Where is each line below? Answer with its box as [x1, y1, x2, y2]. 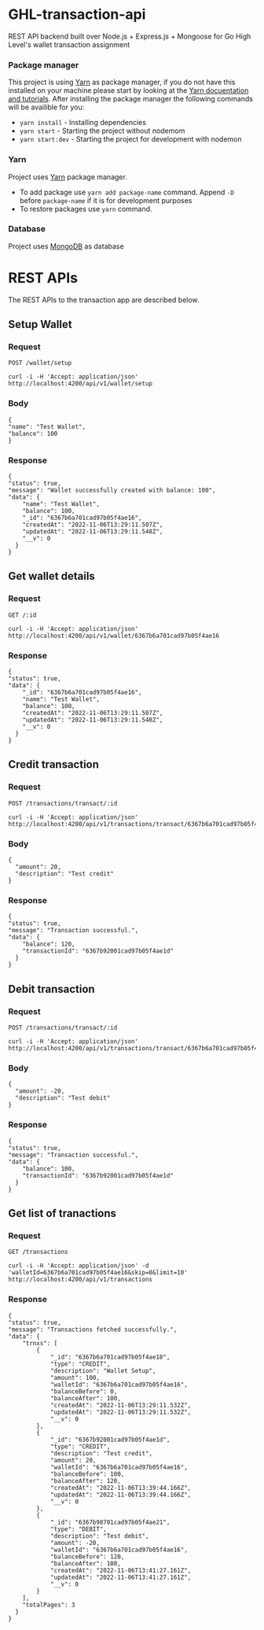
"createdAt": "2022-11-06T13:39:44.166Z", [49, 1484, 192, 1492]
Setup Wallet [8, 318, 72, 331]
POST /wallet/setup [8, 360, 72, 367]
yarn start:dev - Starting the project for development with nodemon [19, 135, 242, 144]
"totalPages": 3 [22, 1601, 76, 1609]
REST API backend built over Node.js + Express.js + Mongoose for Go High [8, 31, 251, 41]
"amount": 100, [49, 1374, 101, 1381]
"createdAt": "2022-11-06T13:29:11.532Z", [49, 1401, 192, 1409]
